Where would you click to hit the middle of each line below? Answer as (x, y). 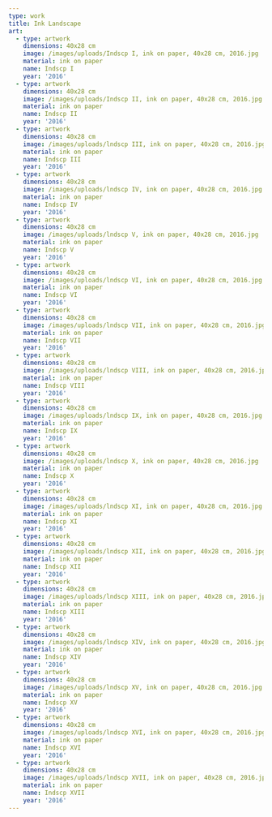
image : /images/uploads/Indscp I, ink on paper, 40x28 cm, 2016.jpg (141, 54)
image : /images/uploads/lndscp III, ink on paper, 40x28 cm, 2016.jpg (144, 144)
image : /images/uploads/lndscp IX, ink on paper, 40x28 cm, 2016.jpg (143, 416)
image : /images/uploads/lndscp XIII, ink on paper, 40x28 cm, (130, 597)
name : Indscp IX (51, 431)
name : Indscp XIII (54, 612)
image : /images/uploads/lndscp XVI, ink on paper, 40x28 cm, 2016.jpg (144, 733)
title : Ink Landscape (45, 24)
